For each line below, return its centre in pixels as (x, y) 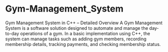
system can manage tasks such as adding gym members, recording (76, 39)
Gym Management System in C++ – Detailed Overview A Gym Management (84, 23)
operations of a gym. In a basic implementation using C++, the (85, 33)
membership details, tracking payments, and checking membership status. (83, 44)
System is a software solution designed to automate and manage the (77, 28)
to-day (12, 33)
